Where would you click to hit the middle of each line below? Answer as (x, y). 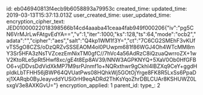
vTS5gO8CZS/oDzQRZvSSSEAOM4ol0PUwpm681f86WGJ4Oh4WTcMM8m (101, 47)
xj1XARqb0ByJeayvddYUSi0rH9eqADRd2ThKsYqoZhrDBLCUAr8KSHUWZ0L (101, 79)
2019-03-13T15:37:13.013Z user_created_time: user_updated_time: (89, 15)
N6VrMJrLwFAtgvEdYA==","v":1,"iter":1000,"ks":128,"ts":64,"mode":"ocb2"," (101, 34)
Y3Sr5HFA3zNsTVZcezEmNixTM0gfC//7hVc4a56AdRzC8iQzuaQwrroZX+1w (101, 53)
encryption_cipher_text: (36, 21)
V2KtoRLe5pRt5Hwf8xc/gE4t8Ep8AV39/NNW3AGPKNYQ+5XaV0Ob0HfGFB (101, 60)
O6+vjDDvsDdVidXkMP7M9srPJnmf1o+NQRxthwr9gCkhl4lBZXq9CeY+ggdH (102, 66)
